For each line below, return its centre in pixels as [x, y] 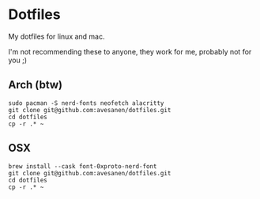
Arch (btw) [36, 85]
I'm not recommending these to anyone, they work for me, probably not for [130, 51]
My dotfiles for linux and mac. [57, 36]
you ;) [18, 60]
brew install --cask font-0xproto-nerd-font [83, 166]
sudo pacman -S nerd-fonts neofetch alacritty [86, 103]
